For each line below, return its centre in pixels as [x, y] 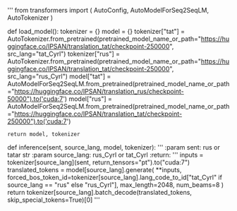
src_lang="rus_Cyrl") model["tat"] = [59, 76]
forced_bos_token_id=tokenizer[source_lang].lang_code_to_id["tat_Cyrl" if [115, 177]
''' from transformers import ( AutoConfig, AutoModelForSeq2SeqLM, [108, 10]
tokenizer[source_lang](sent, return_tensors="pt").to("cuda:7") [99, 162]
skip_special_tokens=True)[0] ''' [54, 200]
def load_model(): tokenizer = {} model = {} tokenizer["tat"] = [96, 31]
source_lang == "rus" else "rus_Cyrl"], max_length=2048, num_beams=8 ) [116, 185]
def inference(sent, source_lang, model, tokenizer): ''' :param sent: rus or [114, 147]
